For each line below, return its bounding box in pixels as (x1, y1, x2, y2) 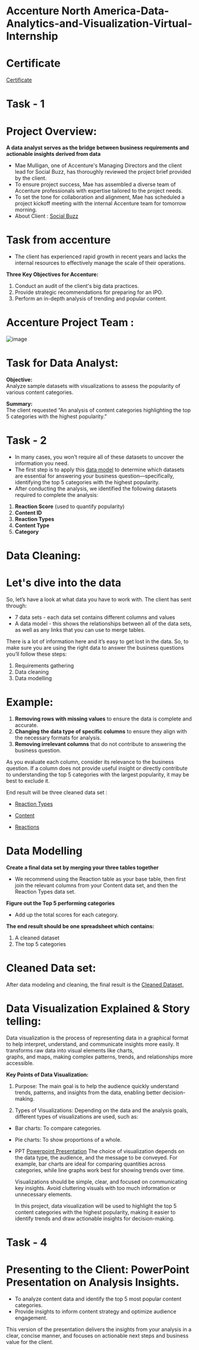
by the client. (14, 174, 47, 182)
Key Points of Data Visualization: (6, 1071, 89, 1078)
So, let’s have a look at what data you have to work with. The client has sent (6, 596, 191, 603)
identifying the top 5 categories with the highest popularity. (14, 479, 160, 486)
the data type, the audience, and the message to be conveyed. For (14, 1154, 178, 1161)
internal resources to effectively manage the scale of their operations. (14, 259, 186, 267)
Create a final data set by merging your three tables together (6, 864, 159, 871)
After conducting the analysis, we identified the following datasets (14, 485, 177, 492)
